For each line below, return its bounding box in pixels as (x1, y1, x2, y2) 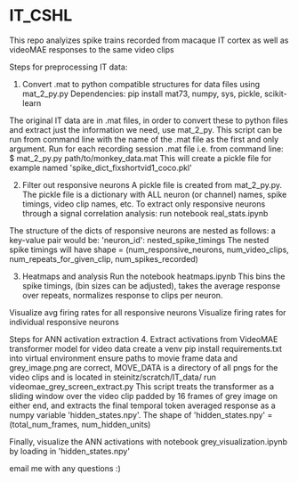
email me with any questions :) (9, 462, 122, 473)
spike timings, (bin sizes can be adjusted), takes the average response (21, 280, 281, 290)
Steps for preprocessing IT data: (9, 61, 128, 72)
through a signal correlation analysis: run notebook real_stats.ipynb (21, 208, 269, 218)
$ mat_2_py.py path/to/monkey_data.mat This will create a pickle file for (9, 152, 272, 163)
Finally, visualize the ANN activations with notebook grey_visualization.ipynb (9, 436, 287, 446)
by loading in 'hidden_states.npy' (9, 445, 131, 456)
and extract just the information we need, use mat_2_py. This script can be (9, 124, 283, 135)
